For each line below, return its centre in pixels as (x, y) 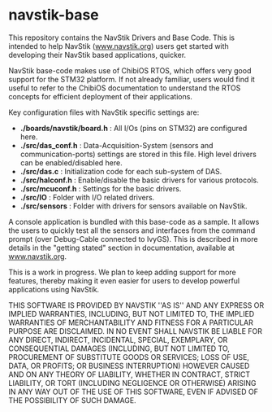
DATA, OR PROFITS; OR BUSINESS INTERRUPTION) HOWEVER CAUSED (129, 366)
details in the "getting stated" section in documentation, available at (122, 248)
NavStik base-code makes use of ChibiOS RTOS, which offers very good (130, 70)
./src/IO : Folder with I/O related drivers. (87, 197)
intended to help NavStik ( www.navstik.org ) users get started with (119, 46)
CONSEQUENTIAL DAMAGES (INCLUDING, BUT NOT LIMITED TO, (119, 348)
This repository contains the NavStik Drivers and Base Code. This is (122, 37)
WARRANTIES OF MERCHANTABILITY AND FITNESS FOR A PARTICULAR (131, 322)
